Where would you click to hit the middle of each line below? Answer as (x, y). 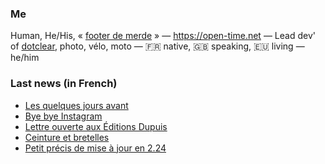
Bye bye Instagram (63, 116)
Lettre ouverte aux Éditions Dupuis (96, 126)
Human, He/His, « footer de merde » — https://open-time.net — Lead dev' (163, 36)
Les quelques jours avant (76, 105)
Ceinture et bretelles (67, 137)
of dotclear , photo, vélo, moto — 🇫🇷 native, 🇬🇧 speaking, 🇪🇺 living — (157, 46)
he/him (25, 58)
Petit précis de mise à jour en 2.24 (95, 148)
